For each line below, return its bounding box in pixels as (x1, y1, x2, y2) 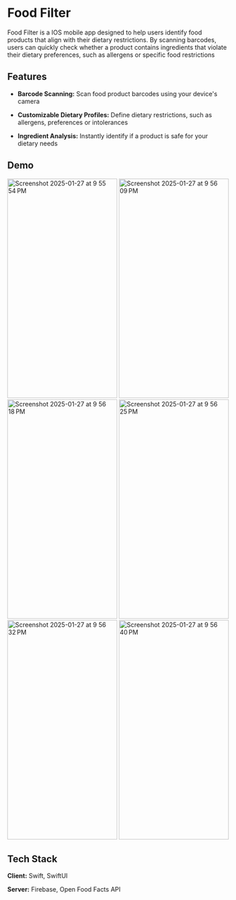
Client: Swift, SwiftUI (7, 872, 68, 880)
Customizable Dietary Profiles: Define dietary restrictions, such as (17, 110, 212, 119)
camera (17, 97, 40, 105)
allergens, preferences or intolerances (17, 118, 129, 126)
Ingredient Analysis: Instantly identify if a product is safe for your (17, 131, 209, 140)
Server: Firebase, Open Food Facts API (7, 885, 121, 894)
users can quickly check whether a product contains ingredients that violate (7, 43, 227, 51)
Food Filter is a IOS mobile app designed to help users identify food (7, 28, 202, 37)
